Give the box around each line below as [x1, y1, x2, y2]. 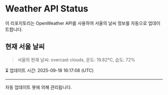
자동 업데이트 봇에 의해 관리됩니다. [5, 84, 72, 90]
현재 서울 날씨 [5, 42, 45, 51]
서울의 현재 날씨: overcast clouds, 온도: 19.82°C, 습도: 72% [17, 56, 135, 62]
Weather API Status [5, 3, 88, 14]
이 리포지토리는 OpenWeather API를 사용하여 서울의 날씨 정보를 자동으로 [5, 20, 147, 26]
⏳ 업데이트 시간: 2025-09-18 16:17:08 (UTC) [5, 67, 94, 73]
